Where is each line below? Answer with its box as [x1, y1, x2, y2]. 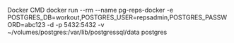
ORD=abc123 [7, 21, 46, 28]
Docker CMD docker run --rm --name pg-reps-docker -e [7, 6, 174, 14]
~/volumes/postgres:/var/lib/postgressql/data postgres [7, 28, 168, 36]
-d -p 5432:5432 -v [47, 21, 105, 28]
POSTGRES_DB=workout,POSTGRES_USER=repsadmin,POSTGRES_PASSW [7, 13, 228, 21]
